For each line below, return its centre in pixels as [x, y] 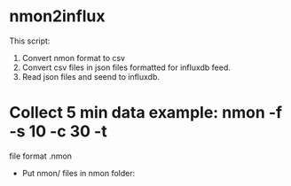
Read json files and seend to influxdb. [91, 76]
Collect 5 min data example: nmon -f [146, 113]
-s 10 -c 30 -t [59, 132]
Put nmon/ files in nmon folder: [79, 173]
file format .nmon [41, 156]
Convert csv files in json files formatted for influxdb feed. [126, 67]
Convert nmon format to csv [74, 58]
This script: [30, 41]
